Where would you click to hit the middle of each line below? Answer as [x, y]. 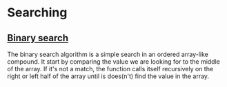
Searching [37, 13]
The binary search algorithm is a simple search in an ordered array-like [108, 54]
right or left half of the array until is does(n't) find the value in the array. [108, 76]
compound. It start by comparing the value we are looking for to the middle [114, 62]
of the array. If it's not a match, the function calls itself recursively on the [110, 69]
